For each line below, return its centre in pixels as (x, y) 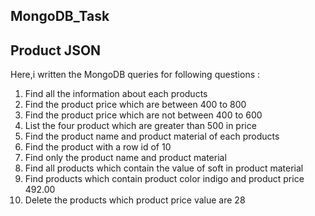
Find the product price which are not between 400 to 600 (143, 115)
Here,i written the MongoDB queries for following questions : (135, 75)
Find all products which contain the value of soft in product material (164, 168)
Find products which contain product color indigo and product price (164, 179)
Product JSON (56, 50)
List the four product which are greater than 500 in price (140, 126)
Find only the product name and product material (125, 158)
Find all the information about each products (116, 94)
